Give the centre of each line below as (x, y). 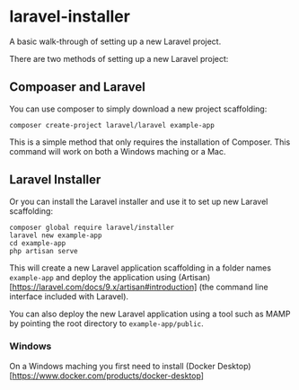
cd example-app (38, 243)
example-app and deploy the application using (93, 277)
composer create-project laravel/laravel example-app (112, 125)
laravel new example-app (56, 235)
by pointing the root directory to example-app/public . (106, 323)
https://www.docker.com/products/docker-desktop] (108, 376)
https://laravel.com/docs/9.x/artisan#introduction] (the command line (140, 287)
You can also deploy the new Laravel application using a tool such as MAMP (150, 314)
